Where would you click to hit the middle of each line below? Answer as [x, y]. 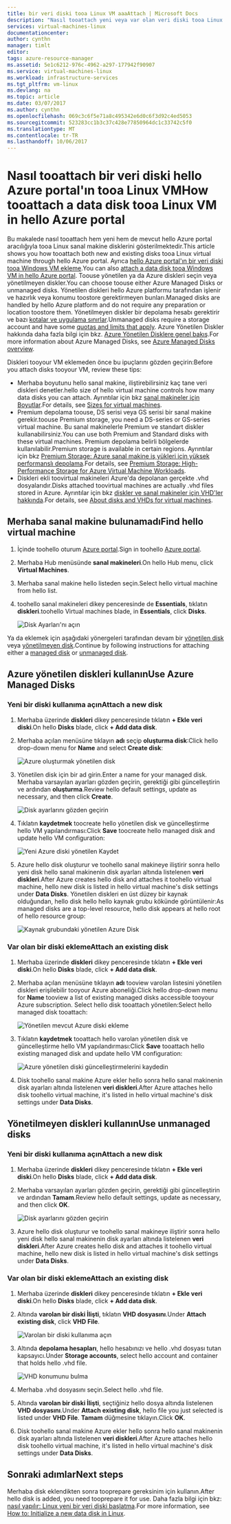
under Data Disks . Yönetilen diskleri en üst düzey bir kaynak [102, 894]
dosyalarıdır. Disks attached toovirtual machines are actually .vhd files [115, 485]
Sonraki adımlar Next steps [65, 1475]
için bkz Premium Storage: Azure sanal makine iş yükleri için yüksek [113, 457]
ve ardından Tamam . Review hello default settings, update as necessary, [119, 1197]
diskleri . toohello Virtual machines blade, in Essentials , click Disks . [112, 611]
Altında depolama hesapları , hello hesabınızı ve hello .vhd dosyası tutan [119, 1348]
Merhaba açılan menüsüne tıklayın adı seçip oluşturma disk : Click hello [118, 740]
